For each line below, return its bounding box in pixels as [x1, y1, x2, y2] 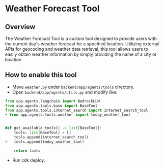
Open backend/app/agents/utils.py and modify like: [12, 89, 118, 95]
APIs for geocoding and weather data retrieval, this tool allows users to [5, 46, 148, 52]
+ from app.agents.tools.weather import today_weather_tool [5, 112, 131, 117]
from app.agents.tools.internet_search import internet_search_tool [5, 108, 148, 113]
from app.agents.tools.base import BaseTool [5, 103, 98, 108]
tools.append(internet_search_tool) [14, 135, 89, 140]
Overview [5, 23, 36, 31]
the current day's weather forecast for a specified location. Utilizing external [5, 41, 160, 47]
